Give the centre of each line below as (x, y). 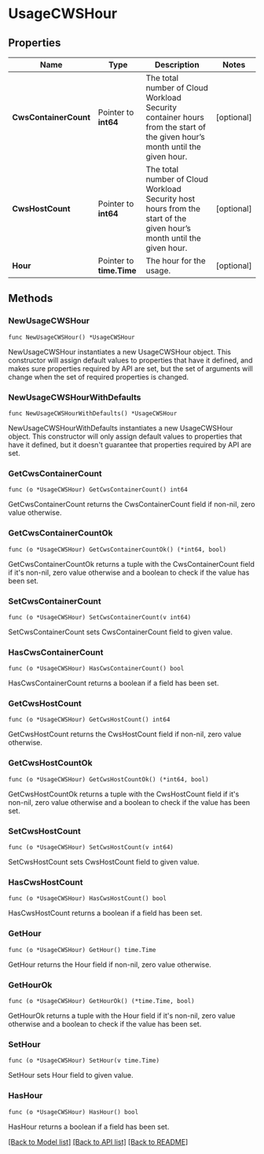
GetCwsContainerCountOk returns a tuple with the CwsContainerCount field (132, 564)
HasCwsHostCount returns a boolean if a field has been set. (105, 913)
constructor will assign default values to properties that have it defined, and (130, 360)
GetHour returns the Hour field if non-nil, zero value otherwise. (110, 965)
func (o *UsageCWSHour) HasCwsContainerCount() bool (96, 669)
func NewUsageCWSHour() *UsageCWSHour (71, 337)
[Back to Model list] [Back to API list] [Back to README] (98, 1141)
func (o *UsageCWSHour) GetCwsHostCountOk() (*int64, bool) (109, 779)
